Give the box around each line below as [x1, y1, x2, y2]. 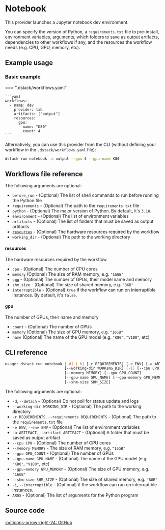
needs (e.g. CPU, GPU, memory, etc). [5, 44, 80, 50]
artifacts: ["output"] [14, 111, 60, 116]
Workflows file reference [5, 170, 83, 178]
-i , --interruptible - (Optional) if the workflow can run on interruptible [12, 481, 157, 487]
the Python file [12, 198, 42, 204]
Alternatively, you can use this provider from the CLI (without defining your [5, 141, 156, 147]
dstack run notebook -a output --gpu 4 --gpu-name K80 [5, 156, 120, 161]
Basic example [5, 73, 41, 80]
